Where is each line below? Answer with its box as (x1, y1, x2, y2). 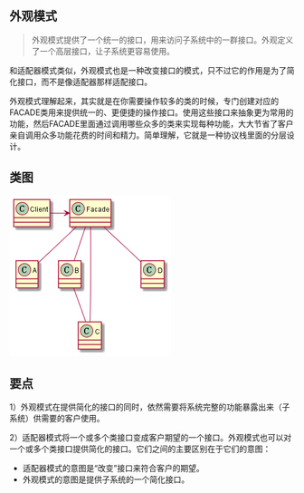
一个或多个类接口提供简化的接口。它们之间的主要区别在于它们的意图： (9, 443, 271, 455)
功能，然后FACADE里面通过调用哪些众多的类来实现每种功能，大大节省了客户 (9, 118, 294, 129)
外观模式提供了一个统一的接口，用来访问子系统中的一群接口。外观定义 (31, 34, 294, 45)
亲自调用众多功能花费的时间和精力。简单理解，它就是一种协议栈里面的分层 (9, 130, 287, 140)
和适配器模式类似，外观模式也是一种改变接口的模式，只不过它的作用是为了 (9, 64, 287, 75)
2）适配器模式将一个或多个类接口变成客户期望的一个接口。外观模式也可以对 (9, 432, 292, 443)
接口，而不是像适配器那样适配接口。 (16, 76, 152, 87)
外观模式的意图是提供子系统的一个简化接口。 (22, 474, 190, 485)
